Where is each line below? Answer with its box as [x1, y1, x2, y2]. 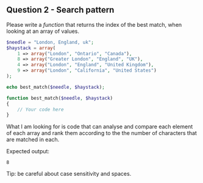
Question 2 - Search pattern [6, 5, 115, 15]
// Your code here [17, 106, 64, 112]
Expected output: [6, 148, 50, 155]
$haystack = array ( [6, 45, 56, 51]
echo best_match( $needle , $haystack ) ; [6, 84, 105, 90]
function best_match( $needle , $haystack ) [6, 95, 113, 101]
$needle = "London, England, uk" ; [6, 39, 94, 45]
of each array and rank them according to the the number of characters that [6, 129, 197, 137]
